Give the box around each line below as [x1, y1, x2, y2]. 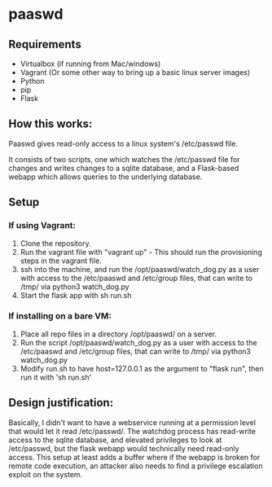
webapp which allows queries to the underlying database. [8, 172, 203, 182]
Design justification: [8, 396, 114, 410]
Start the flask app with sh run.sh [20, 290, 132, 300]
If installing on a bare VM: [8, 310, 112, 322]
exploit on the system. [8, 469, 83, 479]
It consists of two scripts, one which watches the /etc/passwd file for [8, 154, 240, 164]
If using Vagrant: [8, 220, 76, 231]
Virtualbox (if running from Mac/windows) [20, 59, 161, 68]
